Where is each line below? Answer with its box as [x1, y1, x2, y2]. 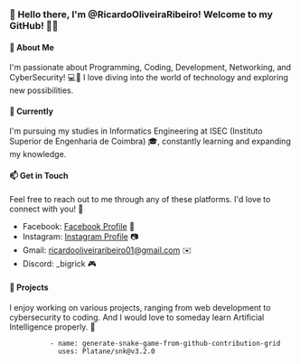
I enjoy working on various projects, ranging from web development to [9, 302, 271, 313]
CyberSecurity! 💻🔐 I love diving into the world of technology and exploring [9, 72, 289, 83]
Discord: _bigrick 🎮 [22, 257, 97, 269]
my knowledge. [9, 149, 67, 160]
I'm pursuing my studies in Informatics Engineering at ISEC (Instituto [9, 126, 264, 136]
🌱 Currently [9, 106, 54, 117]
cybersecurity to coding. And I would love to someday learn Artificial [9, 312, 265, 322]
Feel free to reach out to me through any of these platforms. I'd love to [9, 193, 271, 204]
